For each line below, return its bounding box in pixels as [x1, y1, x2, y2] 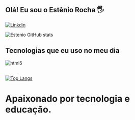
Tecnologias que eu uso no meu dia [5, 46, 120, 55]
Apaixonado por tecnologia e [5, 93, 130, 104]
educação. [5, 104, 52, 115]
